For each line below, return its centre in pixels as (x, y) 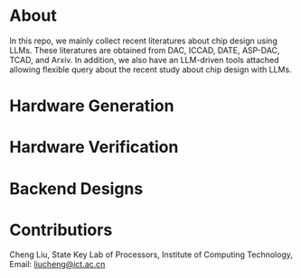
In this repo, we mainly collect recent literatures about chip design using (143, 41)
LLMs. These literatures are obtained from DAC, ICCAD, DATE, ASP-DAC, (145, 50)
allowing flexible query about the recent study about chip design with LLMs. (150, 69)
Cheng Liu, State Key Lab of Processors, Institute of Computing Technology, (151, 255)
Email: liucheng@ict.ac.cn (57, 264)
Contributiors (61, 230)
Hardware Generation (92, 106)
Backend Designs (76, 188)
